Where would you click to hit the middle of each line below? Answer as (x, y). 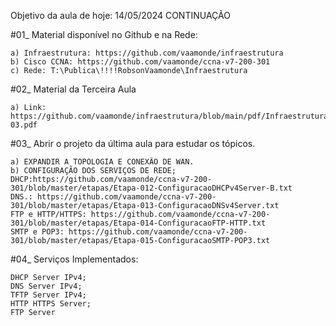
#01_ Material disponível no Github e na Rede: (104, 34)
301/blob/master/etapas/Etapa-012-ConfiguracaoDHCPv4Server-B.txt (151, 188)
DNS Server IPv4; (46, 286)
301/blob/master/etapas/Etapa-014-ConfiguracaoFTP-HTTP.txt (138, 223)
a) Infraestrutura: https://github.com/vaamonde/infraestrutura (147, 53)
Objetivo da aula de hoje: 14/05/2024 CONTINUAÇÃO (120, 15)
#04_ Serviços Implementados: (74, 259)
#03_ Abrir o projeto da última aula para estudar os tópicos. (133, 143)
